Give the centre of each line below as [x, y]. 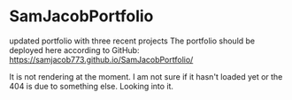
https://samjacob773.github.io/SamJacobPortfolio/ [101, 59]
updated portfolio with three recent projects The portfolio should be [132, 41]
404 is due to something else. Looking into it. [92, 86]
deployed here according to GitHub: [74, 50]
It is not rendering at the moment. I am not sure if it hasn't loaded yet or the [146, 76]
